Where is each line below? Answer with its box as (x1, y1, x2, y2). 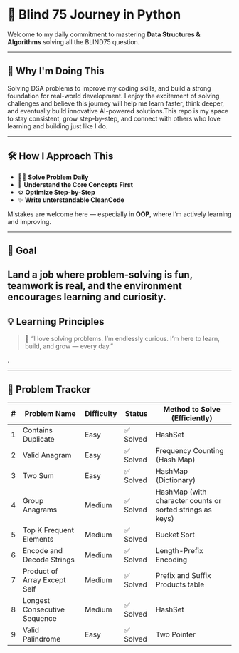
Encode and (22, 545, 63, 555)
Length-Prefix (155, 545, 203, 555)
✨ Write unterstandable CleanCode (17, 196, 124, 204)
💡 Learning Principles (7, 315, 105, 328)
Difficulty (84, 408, 117, 418)
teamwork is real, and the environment (7, 280, 183, 292)
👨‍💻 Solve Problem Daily (17, 173, 89, 181)
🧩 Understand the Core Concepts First (17, 180, 134, 188)
